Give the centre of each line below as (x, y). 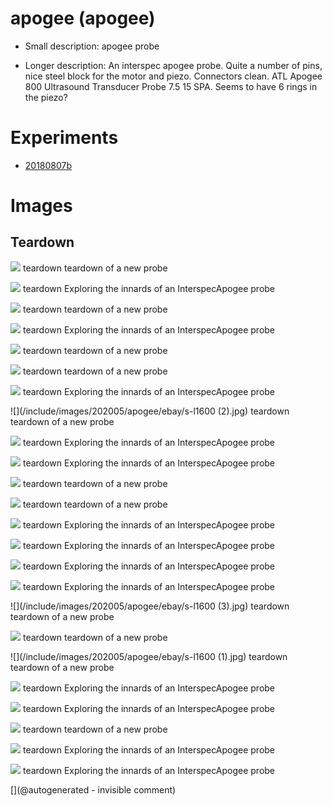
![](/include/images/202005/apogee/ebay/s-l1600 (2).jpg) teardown (150, 411)
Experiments (64, 138)
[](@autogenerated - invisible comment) (93, 789)
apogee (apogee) (83, 18)
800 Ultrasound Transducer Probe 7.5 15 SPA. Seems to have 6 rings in (171, 86)
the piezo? (46, 97)
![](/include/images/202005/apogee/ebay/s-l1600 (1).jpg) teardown (149, 656)
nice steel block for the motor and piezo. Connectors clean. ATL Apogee (173, 76)
